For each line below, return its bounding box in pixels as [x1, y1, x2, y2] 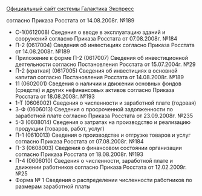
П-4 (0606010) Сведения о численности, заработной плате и [15, 157, 174, 164]
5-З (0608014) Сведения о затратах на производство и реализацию [15, 119, 191, 126]
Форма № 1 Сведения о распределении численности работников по [15, 177, 192, 183]
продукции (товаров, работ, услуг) [15, 125, 105, 132]
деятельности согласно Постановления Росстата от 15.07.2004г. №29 [15, 60, 196, 68]
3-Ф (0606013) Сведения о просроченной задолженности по [15, 106, 174, 113]
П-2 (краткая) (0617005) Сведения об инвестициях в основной [15, 67, 178, 74]
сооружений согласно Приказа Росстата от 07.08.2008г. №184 [15, 35, 178, 42]
